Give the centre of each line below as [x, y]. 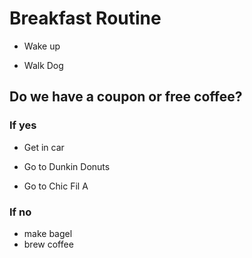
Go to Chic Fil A [56, 186]
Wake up [42, 46]
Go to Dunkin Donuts [67, 166]
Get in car [44, 147]
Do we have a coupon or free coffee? [126, 97]
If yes [23, 125]
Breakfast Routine [85, 18]
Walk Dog [43, 65]
